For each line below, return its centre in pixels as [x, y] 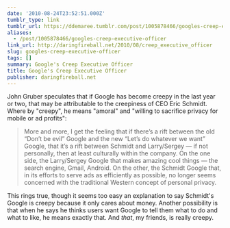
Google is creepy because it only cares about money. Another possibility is [112, 203]
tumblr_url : [24, 26]
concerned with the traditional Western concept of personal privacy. [120, 183]
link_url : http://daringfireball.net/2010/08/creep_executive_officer [110, 45]
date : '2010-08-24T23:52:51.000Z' [56, 13]
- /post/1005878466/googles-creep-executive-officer [90, 39]
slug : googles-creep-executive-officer [64, 52]
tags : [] [20, 58]
